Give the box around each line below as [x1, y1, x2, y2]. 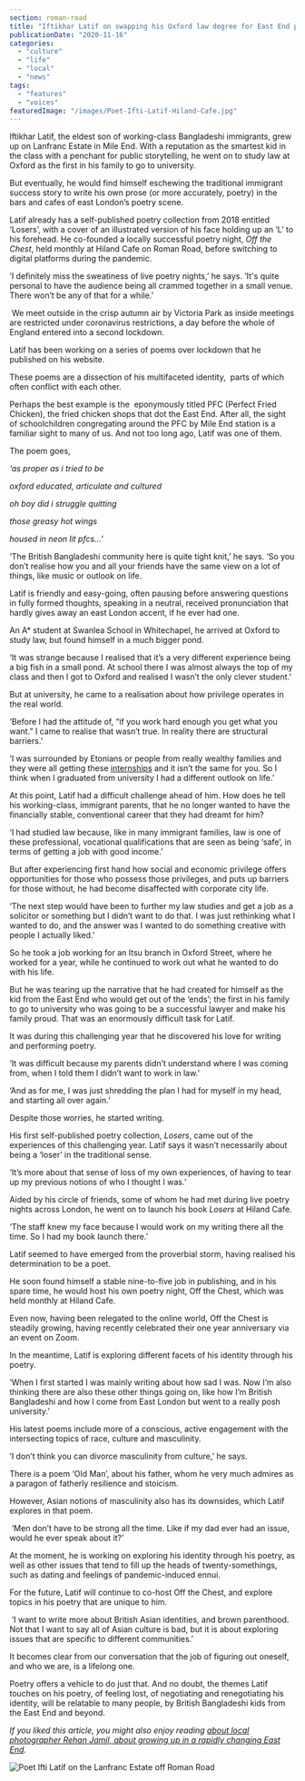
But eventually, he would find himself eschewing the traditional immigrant [9, 178, 283, 189]
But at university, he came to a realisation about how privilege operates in [9, 689, 284, 700]
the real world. [9, 698, 64, 709]
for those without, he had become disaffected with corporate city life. [9, 883, 270, 895]
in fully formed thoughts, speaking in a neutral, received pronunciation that [9, 598, 289, 609]
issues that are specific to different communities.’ [9, 1634, 193, 1645]
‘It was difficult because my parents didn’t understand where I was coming [9, 1058, 289, 1069]
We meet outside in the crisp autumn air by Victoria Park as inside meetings [11, 308, 295, 319]
